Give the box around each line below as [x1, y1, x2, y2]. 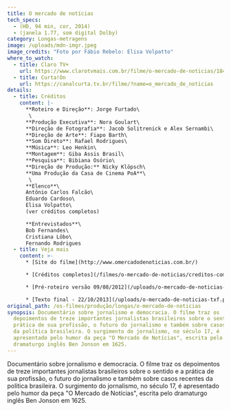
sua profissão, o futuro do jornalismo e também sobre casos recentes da [7, 374, 213, 382]
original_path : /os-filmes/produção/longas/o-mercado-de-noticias [7, 302, 201, 309]
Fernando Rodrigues [25, 240, 81, 247]
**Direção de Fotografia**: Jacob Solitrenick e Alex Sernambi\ [25, 125, 214, 132]
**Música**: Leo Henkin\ [25, 144, 97, 151]
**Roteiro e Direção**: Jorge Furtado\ [25, 106, 140, 113]
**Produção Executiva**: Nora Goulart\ [25, 118, 140, 126]
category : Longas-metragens [7, 36, 88, 43]
